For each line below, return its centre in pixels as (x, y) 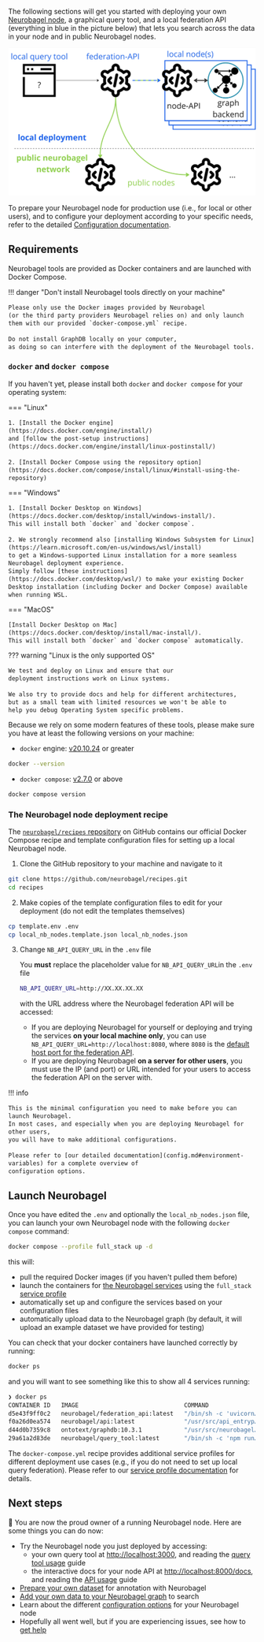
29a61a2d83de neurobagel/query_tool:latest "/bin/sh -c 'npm (125, 1439)
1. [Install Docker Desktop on (59, 508)
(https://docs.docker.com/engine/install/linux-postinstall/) (112, 446)
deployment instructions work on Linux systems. (89, 678)
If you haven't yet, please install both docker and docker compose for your (126, 384)
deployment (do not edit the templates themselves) (102, 910)
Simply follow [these (44, 571)
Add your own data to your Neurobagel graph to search (109, 1596)
